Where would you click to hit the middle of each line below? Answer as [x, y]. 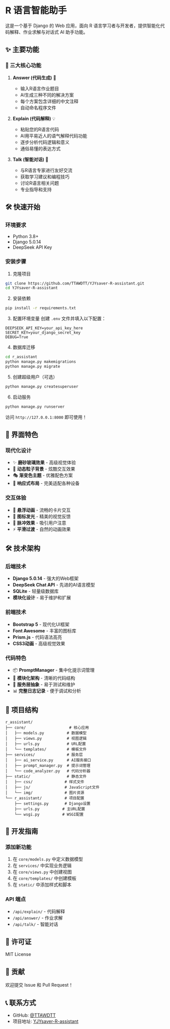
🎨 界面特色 [22, 435]
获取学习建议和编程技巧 [45, 176]
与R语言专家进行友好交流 [46, 170]
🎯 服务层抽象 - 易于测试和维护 [44, 684]
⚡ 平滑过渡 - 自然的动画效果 [42, 529]
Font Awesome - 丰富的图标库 [44, 630]
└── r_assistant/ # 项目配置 [45, 798]
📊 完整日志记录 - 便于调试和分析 [47, 691]
